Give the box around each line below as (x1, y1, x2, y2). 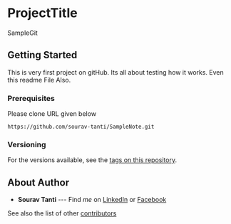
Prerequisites (7, 93, 55, 103)
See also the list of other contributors (7, 209, 117, 218)
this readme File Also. (7, 75, 71, 84)
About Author (7, 176, 70, 188)
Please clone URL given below (7, 110, 97, 118)
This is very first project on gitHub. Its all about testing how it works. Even (7, 68, 225, 76)
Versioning (7, 139, 46, 149)
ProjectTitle (7, 5, 78, 21)
